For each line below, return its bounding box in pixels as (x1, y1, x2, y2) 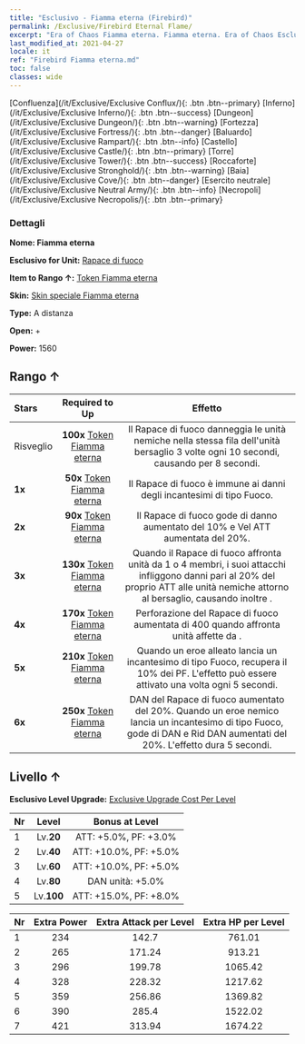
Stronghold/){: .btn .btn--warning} (98, 164, 225, 175)
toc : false (9, 65, 51, 74)
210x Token (62, 650, 114, 662)
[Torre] (208, 145, 234, 156)
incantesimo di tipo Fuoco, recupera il (126, 655, 288, 668)
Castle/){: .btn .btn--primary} (98, 145, 207, 156)
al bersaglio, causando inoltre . (142, 592, 272, 604)
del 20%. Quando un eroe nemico (134, 704, 280, 717)
